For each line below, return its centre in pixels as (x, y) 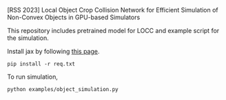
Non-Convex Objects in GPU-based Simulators (74, 17)
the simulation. (28, 38)
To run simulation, (33, 77)
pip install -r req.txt (41, 64)
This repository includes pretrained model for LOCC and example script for (113, 31)
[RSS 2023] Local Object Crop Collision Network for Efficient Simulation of (113, 10)
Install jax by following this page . (53, 51)
